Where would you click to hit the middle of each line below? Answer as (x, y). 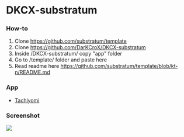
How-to (17, 29)
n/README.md (32, 72)
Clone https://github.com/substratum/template (70, 41)
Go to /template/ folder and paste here (60, 60)
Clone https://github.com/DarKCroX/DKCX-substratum (80, 47)
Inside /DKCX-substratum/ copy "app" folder (68, 54)
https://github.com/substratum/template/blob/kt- (119, 66)
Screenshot (23, 115)
